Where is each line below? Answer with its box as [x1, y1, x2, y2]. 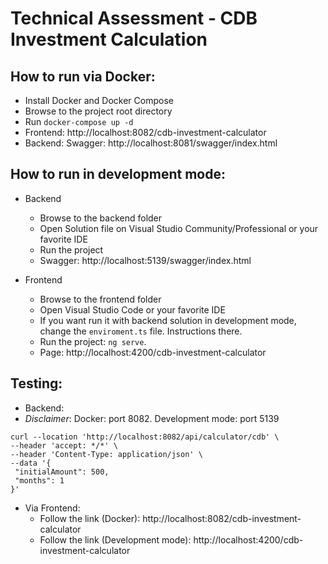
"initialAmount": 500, [14, 467, 110, 477]
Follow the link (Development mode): [39, 533, 192, 546]
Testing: [10, 375, 63, 392]
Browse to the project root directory [24, 105, 173, 117]
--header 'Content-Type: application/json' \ [10, 449, 203, 459]
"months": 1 [14, 475, 65, 486]
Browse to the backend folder [39, 212, 163, 224]
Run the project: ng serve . [39, 335, 147, 347]
